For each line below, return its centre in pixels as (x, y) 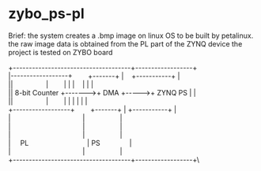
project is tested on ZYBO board (61, 52)
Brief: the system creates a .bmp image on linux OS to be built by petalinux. (131, 35)
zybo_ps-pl (46, 14)
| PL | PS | (70, 143)
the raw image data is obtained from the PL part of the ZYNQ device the (125, 43)
